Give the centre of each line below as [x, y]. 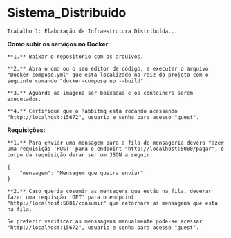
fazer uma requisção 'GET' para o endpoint [71, 197]
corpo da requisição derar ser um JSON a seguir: [80, 155]
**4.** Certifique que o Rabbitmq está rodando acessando [92, 111]
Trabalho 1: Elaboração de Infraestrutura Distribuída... [92, 31]
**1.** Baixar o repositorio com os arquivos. [75, 57]
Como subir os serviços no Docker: [59, 44]
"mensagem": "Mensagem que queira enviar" [82, 173]
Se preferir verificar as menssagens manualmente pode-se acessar [105, 221]
